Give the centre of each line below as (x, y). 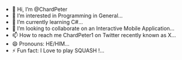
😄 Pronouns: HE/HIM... (41, 44)
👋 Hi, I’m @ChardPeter (40, 9)
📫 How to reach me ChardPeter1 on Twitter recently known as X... (94, 35)
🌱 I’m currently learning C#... (47, 22)
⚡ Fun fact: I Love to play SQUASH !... (58, 50)
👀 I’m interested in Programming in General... (67, 16)
